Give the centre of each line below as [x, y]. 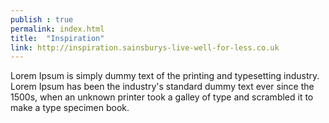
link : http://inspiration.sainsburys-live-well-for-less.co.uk [145, 47]
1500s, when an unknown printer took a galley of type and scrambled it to [162, 97]
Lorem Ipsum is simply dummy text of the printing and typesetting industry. [165, 76]
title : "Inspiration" [57, 38]
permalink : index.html [57, 29]
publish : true [42, 19]
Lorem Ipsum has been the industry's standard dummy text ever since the [162, 87]
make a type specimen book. [70, 108]
